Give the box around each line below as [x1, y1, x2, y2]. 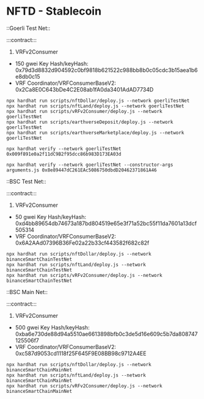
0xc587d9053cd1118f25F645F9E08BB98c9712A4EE [15, 350, 147, 357]
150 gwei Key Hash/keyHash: [15, 60, 89, 67]
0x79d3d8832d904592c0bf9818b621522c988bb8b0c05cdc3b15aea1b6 [15, 66, 198, 74]
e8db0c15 [15, 73, 41, 80]
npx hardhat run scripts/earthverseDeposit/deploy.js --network [6, 119, 173, 125]
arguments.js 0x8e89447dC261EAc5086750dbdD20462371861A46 [6, 167, 157, 173]
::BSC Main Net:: [6, 288, 48, 295]
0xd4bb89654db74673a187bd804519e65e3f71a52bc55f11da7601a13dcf [15, 220, 197, 227]
